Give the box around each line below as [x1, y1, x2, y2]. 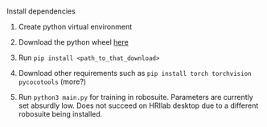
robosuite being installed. [18, 109, 103, 119]
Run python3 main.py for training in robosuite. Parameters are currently [18, 93, 253, 102]
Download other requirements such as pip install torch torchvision [18, 69, 252, 78]
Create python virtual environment [18, 22, 133, 32]
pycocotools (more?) [18, 77, 87, 86]
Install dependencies [6, 6, 76, 16]
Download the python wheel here [18, 38, 129, 47]
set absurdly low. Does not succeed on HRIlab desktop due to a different [18, 101, 259, 110]
